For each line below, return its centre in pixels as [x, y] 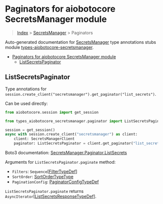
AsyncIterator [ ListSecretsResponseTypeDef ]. [51, 196]
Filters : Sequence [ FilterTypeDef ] [45, 171]
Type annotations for [26, 89]
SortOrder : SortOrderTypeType [43, 177]
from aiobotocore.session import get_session [52, 112]
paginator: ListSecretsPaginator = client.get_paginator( [73, 144]
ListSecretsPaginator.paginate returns [44, 191]
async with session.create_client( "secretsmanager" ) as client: [71, 135]
